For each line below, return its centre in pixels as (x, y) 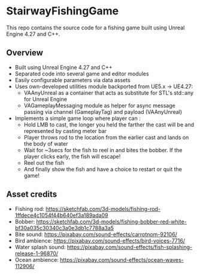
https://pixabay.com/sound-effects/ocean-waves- (122, 259)
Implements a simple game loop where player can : (78, 118)
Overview (25, 53)
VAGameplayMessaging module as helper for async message (99, 105)
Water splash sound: (40, 247)
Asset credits (32, 194)
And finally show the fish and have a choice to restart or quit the (103, 169)
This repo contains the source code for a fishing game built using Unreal (96, 28)
